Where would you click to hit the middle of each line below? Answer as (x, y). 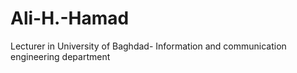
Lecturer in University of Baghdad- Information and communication (148, 46)
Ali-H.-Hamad (70, 18)
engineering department (60, 56)
